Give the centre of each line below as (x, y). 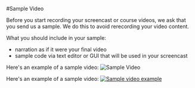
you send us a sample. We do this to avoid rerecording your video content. (98, 26)
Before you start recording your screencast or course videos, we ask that (96, 20)
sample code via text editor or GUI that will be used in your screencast (101, 56)
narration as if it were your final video (61, 49)
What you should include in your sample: (56, 38)
